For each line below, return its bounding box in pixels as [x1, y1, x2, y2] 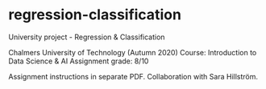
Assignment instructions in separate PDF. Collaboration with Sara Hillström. [8, 71, 259, 81]
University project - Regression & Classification [8, 32, 165, 42]
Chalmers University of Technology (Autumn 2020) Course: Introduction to [8, 47, 257, 57]
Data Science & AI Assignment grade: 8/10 [8, 56, 149, 66]
